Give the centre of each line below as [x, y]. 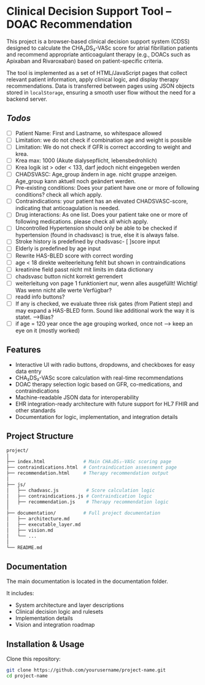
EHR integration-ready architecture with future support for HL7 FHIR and [107, 404]
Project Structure [40, 436]
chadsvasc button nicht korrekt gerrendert [69, 276]
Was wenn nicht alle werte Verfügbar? [64, 290]
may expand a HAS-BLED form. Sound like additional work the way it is [105, 310]
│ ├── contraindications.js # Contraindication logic [79, 496]
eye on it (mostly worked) [48, 331]
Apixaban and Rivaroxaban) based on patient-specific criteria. [85, 61]
